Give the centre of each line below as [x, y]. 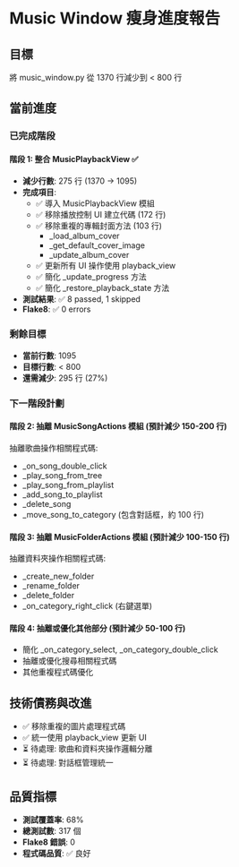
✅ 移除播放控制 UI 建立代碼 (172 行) [101, 214]
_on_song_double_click [64, 466]
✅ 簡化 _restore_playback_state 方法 [102, 288]
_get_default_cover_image [97, 245]
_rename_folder [51, 586]
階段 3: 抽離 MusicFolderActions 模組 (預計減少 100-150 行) [119, 537]
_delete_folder [48, 596]
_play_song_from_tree [62, 475]
